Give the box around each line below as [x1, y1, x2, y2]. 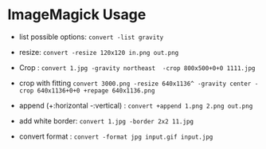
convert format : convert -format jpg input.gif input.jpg [18, 131, 213, 141]
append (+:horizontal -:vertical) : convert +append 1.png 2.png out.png [18, 100, 253, 110]
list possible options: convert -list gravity [18, 32, 164, 41]
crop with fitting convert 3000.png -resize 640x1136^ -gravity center [18, 78, 252, 88]
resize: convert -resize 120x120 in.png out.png [18, 47, 179, 57]
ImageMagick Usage [7, 6, 147, 24]
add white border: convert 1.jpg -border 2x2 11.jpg [18, 116, 194, 125]
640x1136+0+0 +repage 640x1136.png [37, 86, 155, 95]
